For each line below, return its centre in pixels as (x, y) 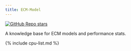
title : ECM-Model (23, 10)
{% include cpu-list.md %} (32, 43)
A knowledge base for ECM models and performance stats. (66, 33)
